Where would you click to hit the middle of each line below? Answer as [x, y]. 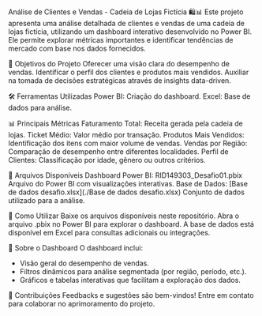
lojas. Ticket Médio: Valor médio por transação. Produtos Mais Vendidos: [126, 135]
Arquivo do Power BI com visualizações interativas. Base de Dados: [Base [128, 184]
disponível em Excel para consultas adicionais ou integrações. [109, 233]
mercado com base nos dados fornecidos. [77, 48]
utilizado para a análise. [47, 200]
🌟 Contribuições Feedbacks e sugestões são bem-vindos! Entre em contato [131, 295]
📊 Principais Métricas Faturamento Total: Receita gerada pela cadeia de [125, 123]
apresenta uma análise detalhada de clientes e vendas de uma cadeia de [127, 23]
